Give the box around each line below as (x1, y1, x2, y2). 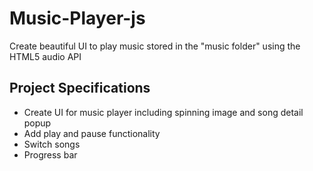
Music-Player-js (9, 7, 146, 30)
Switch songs (23, 138, 81, 150)
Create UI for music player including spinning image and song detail (23, 106, 304, 118)
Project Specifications (9, 80, 151, 97)
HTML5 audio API (9, 50, 82, 62)
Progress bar (23, 148, 78, 161)
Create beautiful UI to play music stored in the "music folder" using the (9, 40, 301, 52)
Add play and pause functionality (23, 127, 161, 139)
